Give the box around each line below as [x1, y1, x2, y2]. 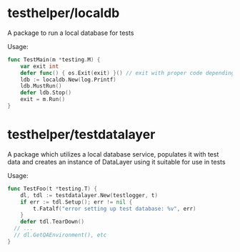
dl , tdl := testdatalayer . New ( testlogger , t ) [20, 191, 159, 199]
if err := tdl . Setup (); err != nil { [20, 198, 133, 206]
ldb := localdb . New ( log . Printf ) [20, 76, 116, 83]
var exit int [20, 63, 59, 70]
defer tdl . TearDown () [20, 219, 84, 226]
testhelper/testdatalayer [7, 127, 156, 143]
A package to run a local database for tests [7, 28, 134, 37]
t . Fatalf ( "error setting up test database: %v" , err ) [33, 205, 196, 212]
